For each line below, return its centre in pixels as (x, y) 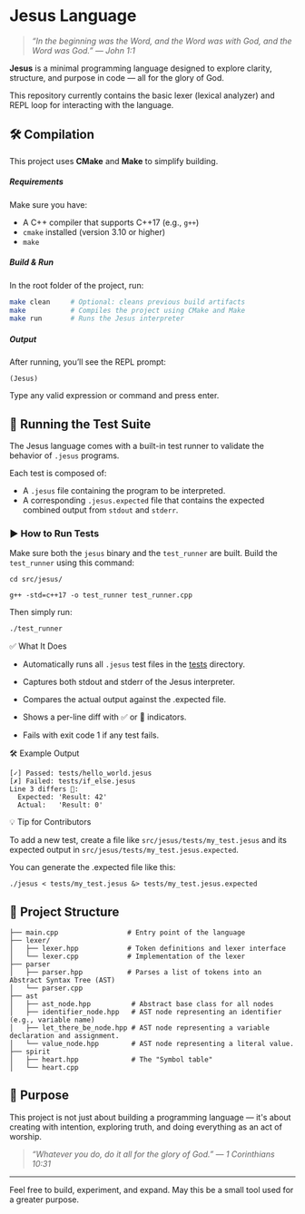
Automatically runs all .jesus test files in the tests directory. (134, 664)
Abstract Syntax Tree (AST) (63, 981)
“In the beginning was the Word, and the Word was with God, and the (162, 41)
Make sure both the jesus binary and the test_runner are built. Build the (144, 553)
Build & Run (32, 262)
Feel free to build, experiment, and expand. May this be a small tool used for (152, 1190)
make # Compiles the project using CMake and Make (128, 310)
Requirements (36, 181)
